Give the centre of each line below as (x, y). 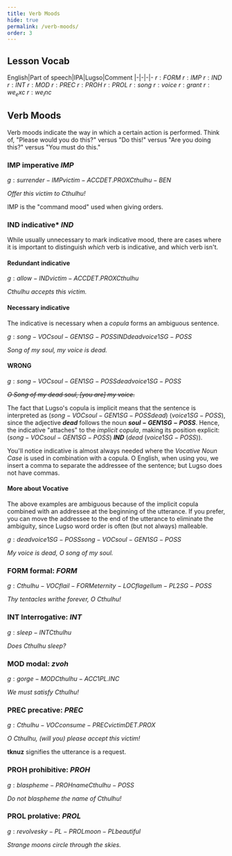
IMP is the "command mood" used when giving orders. (86, 207)
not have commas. (34, 473)
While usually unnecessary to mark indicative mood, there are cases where (114, 240)
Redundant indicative (39, 263)
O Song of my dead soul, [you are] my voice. (71, 394)
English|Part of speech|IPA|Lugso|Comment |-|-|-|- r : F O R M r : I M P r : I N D (115, 78)
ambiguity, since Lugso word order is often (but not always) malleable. (107, 526)
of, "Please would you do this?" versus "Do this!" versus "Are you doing (109, 140)
